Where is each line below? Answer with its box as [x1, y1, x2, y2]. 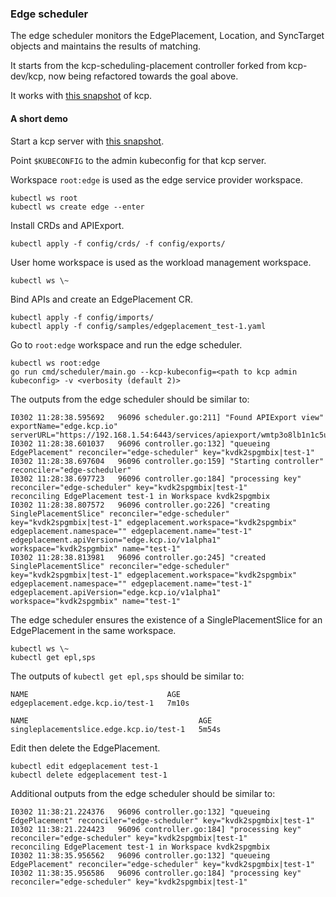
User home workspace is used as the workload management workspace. [10, 256, 312, 268]
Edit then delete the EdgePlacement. [10, 742, 161, 754]
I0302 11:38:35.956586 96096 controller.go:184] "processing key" [10, 868, 302, 878]
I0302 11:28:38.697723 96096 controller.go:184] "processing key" [10, 473, 302, 484]
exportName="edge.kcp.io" [10, 421, 118, 431]
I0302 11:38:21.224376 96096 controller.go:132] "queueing [10, 807, 271, 817]
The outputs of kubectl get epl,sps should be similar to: [10, 670, 245, 682]
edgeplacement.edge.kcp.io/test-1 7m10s [10, 698, 190, 708]
